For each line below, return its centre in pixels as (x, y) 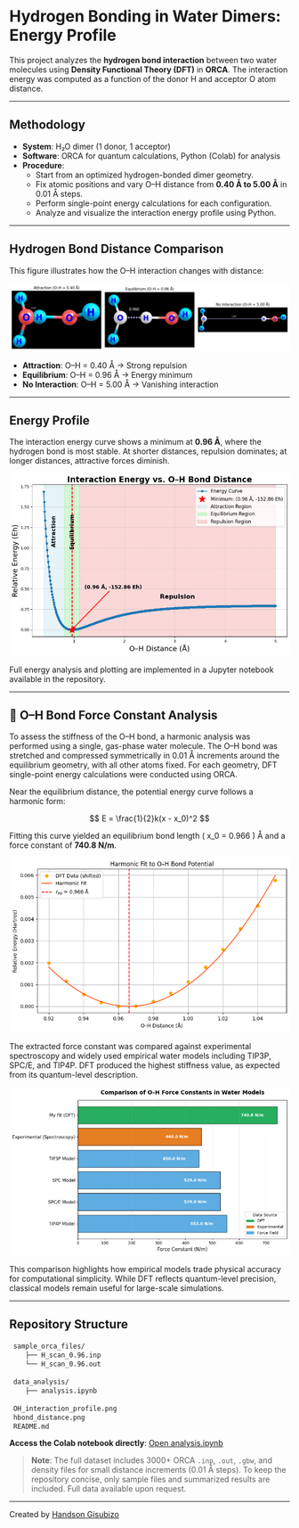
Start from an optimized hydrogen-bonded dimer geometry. (144, 175)
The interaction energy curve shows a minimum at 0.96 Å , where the (136, 442)
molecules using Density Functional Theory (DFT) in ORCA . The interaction (149, 70)
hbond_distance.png (49, 1417)
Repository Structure (69, 1324)
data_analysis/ (41, 1382)
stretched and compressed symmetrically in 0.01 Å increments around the (145, 756)
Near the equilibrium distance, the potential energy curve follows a (131, 792)
